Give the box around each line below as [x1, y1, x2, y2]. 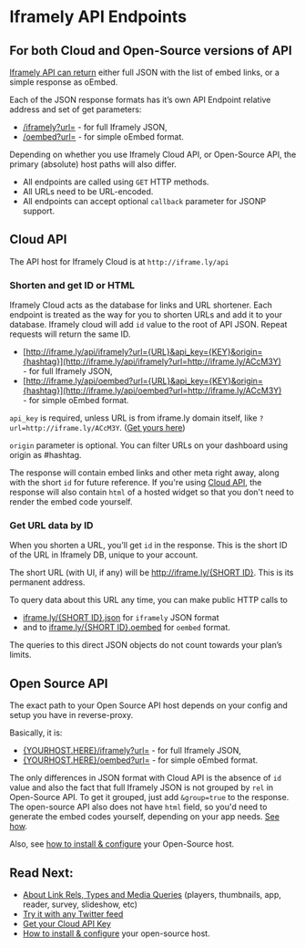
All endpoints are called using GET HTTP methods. [22, 176, 209, 187]
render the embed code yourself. [9, 496, 134, 507]
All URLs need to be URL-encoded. [22, 186, 154, 197]
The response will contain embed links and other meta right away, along [9, 467, 280, 478]
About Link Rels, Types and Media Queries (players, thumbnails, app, [22, 890, 282, 901]
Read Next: [9, 865, 74, 880]
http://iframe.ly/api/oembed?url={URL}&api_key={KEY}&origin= [25, 376, 264, 387]
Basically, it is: [9, 727, 63, 738]
